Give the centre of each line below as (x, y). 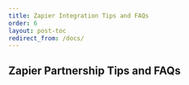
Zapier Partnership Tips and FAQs (94, 70)
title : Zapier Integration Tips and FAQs (79, 16)
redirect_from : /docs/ (46, 38)
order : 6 (23, 23)
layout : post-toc (37, 30)
